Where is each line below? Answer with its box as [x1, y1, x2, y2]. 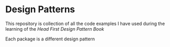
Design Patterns [5, 4, 75, 15]
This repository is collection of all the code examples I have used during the [5, 20, 165, 27]
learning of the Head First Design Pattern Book [5, 26, 104, 32]
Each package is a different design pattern [5, 36, 95, 42]
